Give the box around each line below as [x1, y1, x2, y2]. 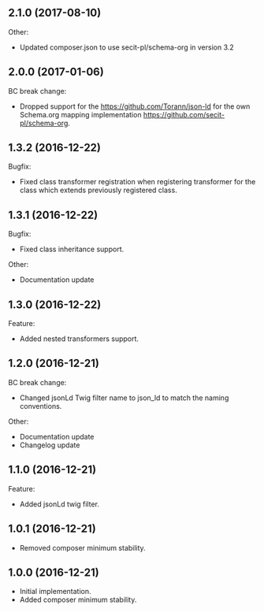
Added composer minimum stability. [19, 595, 137, 605]
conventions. [19, 401, 62, 410]
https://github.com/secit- [143, 109, 225, 119]
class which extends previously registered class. [19, 185, 177, 195]
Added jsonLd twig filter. [19, 499, 100, 509]
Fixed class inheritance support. [19, 244, 125, 254]
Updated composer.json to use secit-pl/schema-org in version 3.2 [19, 43, 234, 52]
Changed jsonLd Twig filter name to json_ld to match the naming [19, 393, 229, 402]
